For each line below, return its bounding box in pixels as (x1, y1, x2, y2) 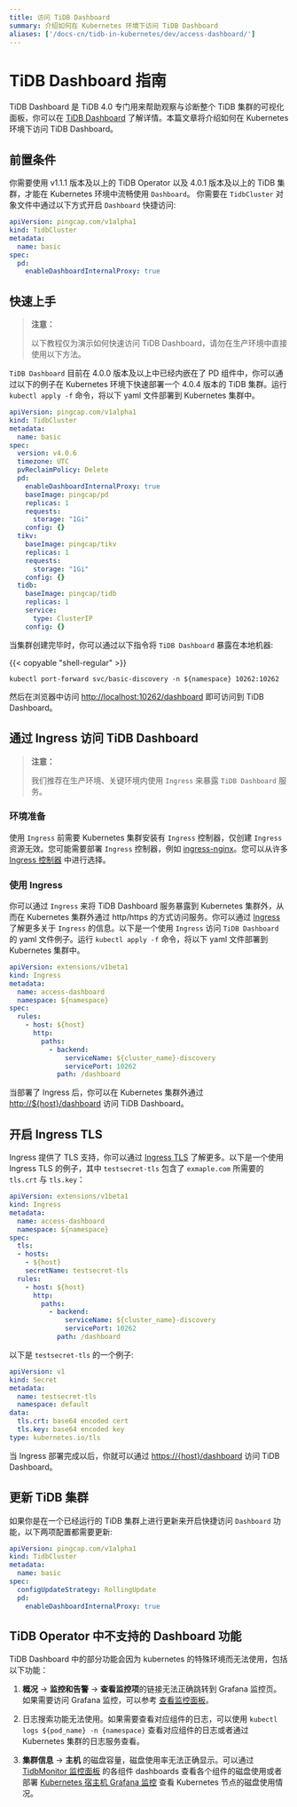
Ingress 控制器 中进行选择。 (9, 854, 111, 865)
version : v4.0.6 (17, 449, 77, 458)
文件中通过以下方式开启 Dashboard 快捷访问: (16, 200, 176, 210)
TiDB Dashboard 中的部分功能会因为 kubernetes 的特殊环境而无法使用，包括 (9, 1653, 288, 1665)
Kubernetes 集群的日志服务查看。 (21, 1736, 145, 1747)
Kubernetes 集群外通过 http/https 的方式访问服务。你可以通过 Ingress (26, 912, 281, 923)
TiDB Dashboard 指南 (9, 70, 167, 91)
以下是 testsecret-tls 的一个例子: (9, 1349, 135, 1359)
